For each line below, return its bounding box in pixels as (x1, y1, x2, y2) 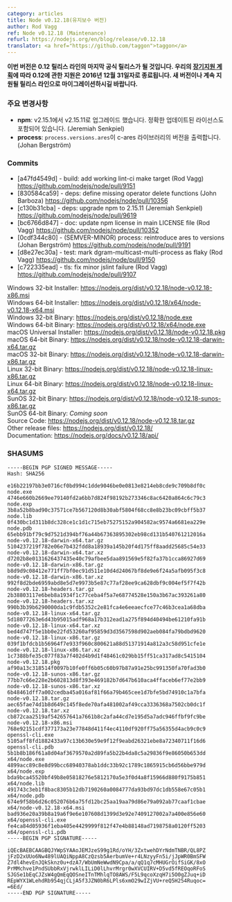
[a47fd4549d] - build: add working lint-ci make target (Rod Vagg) (17, 174, 204, 183)
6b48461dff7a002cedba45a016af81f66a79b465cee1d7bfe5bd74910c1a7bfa (7, 689, 206, 696)
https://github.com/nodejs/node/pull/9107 (17, 270, 136, 278)
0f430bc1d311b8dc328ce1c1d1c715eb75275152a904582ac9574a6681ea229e (7, 519, 206, 526)
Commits (7, 158, 39, 168)
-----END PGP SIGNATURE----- (7, 890, 91, 896)
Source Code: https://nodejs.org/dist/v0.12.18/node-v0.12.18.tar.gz (7, 416, 195, 424)
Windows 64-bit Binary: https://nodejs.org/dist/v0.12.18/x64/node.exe (7, 320, 206, 328)
